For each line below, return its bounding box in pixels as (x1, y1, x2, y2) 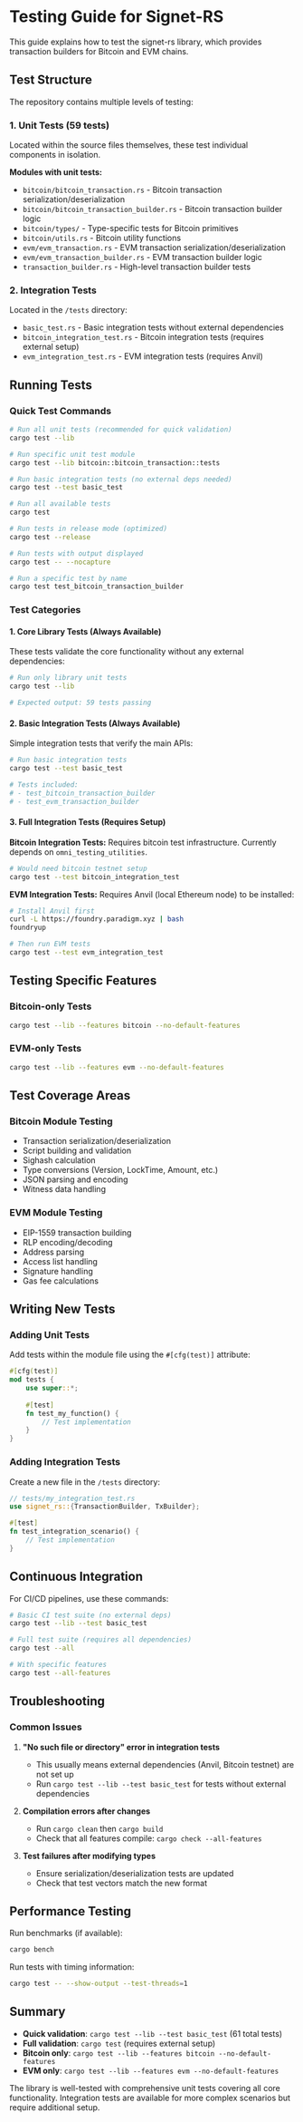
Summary (9, 2004, 66, 2020)
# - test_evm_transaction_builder (9, 797, 140, 806)
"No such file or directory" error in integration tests (22, 1741, 220, 1752)
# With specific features (9, 1661, 107, 1670)
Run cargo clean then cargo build (35, 1823, 164, 1834)
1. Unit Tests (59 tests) (9, 119, 110, 131)
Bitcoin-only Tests (9, 1000, 92, 1013)
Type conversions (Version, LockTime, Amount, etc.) (22, 1165, 219, 1176)
